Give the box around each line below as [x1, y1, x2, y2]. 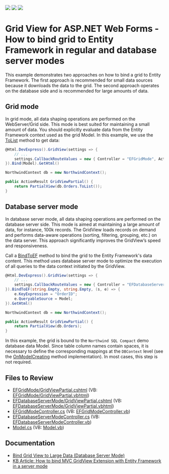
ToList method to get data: [5, 137, 60, 143]
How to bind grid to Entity [5, 34, 114, 45]
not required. [5, 359, 32, 365]
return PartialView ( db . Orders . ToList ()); [14, 184, 102, 189]
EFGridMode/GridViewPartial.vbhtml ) [12, 392, 90, 398]
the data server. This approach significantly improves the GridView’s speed [5, 237, 161, 243]
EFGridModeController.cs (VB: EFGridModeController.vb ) [12, 409, 131, 414]
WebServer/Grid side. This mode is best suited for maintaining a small [5, 121, 150, 127]
